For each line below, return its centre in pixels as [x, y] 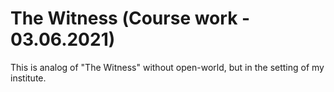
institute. [28, 78]
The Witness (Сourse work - [130, 18]
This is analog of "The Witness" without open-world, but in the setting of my [167, 67]
